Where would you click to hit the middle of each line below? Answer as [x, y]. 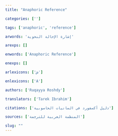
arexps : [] [16, 45]
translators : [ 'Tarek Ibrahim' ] [38, 99]
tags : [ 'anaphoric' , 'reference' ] [41, 28]
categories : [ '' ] [23, 19]
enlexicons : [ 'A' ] [24, 81]
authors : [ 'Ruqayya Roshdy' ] [35, 90]
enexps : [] [16, 63]
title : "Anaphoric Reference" [36, 10]
